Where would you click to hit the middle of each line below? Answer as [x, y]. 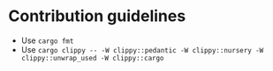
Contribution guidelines [97, 16]
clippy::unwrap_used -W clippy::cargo [92, 58]
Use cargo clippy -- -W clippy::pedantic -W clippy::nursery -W [142, 49]
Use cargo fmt [47, 40]
